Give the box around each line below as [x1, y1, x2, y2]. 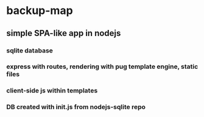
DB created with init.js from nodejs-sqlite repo [6, 103, 146, 112]
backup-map [6, 4, 73, 18]
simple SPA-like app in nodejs [6, 28, 121, 38]
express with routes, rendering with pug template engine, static [6, 62, 199, 71]
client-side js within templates [6, 87, 98, 95]
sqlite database [6, 46, 54, 55]
